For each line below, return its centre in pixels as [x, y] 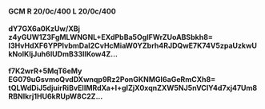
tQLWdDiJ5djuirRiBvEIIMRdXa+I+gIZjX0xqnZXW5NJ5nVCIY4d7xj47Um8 [133, 88]
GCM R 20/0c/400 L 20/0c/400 [62, 11]
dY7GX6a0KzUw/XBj [44, 29]
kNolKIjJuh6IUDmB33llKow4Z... [63, 54]
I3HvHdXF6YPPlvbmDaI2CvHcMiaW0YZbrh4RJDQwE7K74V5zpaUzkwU [133, 46]
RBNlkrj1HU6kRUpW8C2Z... [56, 96]
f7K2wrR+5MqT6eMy [45, 71]
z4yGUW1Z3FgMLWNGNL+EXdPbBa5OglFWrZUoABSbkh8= [111, 37]
